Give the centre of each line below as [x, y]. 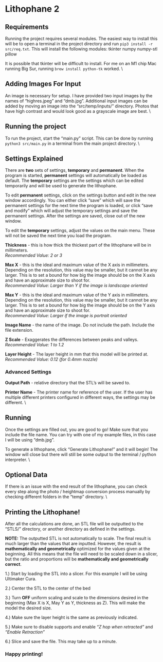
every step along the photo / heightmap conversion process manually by [78, 492]
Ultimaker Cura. [21, 579]
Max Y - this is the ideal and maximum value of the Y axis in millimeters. [77, 295]
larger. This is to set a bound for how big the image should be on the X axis [80, 275]
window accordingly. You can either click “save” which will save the [73, 200]
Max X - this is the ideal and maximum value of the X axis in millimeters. [77, 265]
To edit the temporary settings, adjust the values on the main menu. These [80, 231]
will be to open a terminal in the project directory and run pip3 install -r [79, 44]
